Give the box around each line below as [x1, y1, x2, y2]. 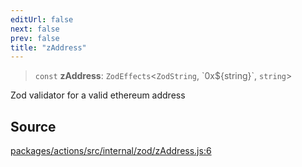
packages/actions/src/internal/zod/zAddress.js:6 [10, 145, 212, 157]
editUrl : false [10, 14, 74, 25]
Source [10, 118, 57, 135]
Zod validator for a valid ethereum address [10, 89, 186, 101]
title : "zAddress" [10, 42, 87, 53]
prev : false [10, 33, 60, 43]
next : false [10, 24, 60, 34]
